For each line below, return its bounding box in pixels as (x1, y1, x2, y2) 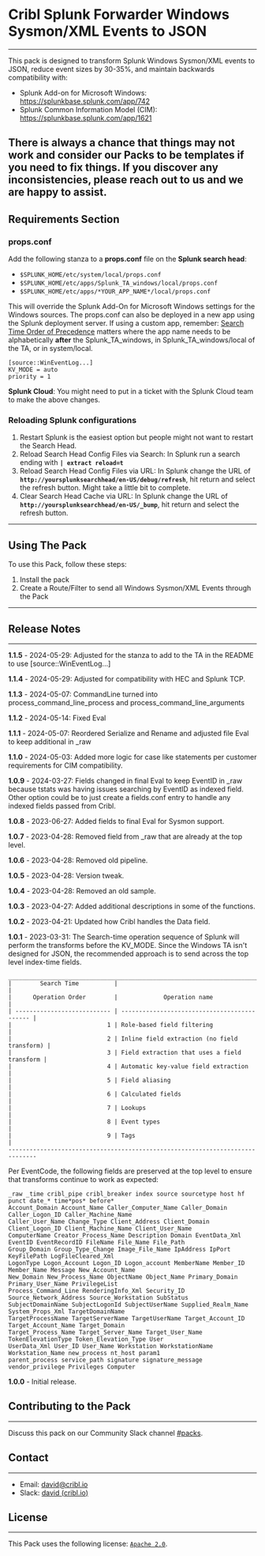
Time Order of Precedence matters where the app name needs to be (8, 327, 231, 337)
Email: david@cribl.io (19, 1479, 88, 1489)
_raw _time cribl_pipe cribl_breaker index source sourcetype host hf (8, 1190, 245, 1198)
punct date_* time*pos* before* (8, 1196, 114, 1205)
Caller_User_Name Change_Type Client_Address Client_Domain (8, 1218, 211, 1226)
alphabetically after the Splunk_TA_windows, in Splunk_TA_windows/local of (8, 335, 256, 345)
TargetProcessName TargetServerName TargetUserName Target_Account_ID (8, 1314, 245, 1322)
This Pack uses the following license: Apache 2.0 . (8, 1539, 168, 1549)
